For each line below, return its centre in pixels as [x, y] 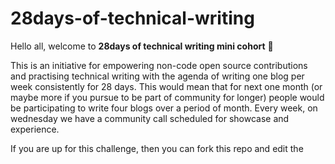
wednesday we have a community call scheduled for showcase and [150, 118]
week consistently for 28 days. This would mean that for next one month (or [166, 86]
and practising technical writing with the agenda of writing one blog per [157, 76]
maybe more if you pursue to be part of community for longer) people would [167, 97]
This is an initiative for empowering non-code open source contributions [159, 65]
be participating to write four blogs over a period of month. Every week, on [164, 108]
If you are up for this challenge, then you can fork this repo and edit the [157, 148]
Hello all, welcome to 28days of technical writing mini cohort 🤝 [142, 46]
